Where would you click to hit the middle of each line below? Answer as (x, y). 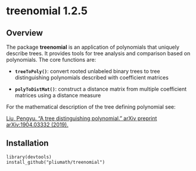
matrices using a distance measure (58, 95)
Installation (27, 143)
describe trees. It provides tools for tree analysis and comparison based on (98, 53)
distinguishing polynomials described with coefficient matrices (91, 77)
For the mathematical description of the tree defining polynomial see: (91, 107)
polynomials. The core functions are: (51, 60)
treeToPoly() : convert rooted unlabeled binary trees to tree (87, 71)
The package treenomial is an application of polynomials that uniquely (93, 47)
